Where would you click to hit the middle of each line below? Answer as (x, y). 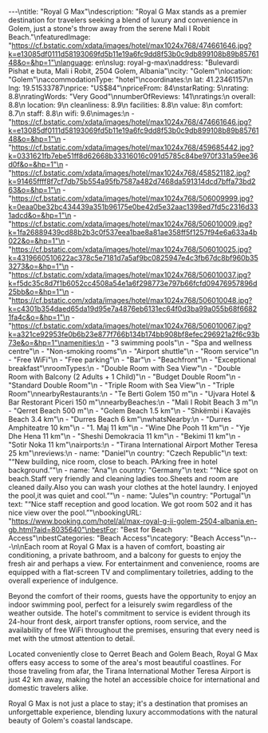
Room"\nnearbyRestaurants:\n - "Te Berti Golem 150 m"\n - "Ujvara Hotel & (132, 394)
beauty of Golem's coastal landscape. (71, 720)
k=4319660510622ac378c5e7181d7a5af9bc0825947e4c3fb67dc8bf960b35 (133, 258)
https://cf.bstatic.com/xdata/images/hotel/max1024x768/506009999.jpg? (132, 198)
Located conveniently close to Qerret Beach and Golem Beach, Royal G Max (133, 654)
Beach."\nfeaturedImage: (49, 37)
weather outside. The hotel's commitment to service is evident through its (130, 613)
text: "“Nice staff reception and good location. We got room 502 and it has (130, 504)
